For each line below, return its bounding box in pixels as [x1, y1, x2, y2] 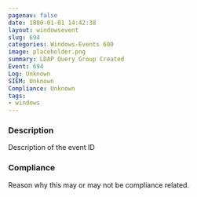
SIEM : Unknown [8, 77, 55, 85]
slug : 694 [8, 33, 41, 42]
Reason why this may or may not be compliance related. [8, 180, 190, 189]
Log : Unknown [8, 70, 51, 78]
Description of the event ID [8, 143, 96, 152]
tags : [8, 92, 26, 100]
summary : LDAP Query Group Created [8, 56, 125, 64]
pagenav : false [8, 11, 58, 20]
